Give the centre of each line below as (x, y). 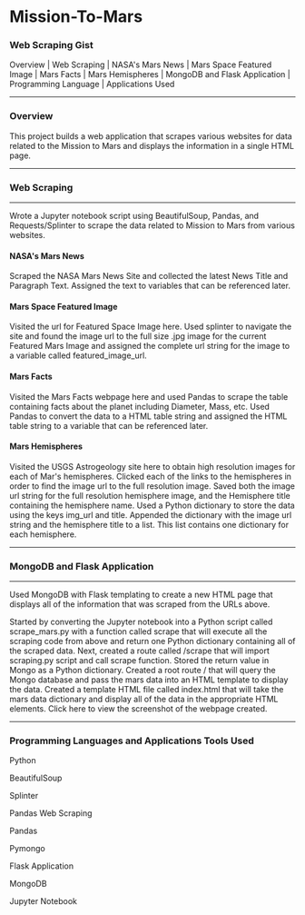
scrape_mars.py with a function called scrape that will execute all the (138, 632)
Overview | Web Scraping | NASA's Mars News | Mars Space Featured (141, 65)
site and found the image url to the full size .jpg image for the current (138, 336)
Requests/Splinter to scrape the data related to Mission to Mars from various (152, 225)
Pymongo (27, 849)
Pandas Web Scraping (51, 813)
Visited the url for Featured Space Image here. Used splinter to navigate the (151, 327)
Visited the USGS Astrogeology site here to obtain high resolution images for (152, 466)
